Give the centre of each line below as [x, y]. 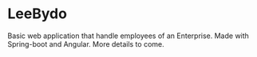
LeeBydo [37, 14]
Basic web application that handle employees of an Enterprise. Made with [128, 36]
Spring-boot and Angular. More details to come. [86, 44]
